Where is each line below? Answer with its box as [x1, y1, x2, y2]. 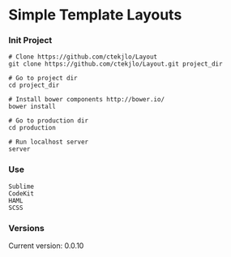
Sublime [8, 182, 35, 191]
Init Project [8, 35, 53, 46]
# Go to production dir [8, 117, 89, 125]
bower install [8, 103, 57, 111]
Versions [8, 222, 45, 233]
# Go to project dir [8, 75, 79, 83]
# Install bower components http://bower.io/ [8, 96, 165, 104]
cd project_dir [8, 81, 60, 90]
